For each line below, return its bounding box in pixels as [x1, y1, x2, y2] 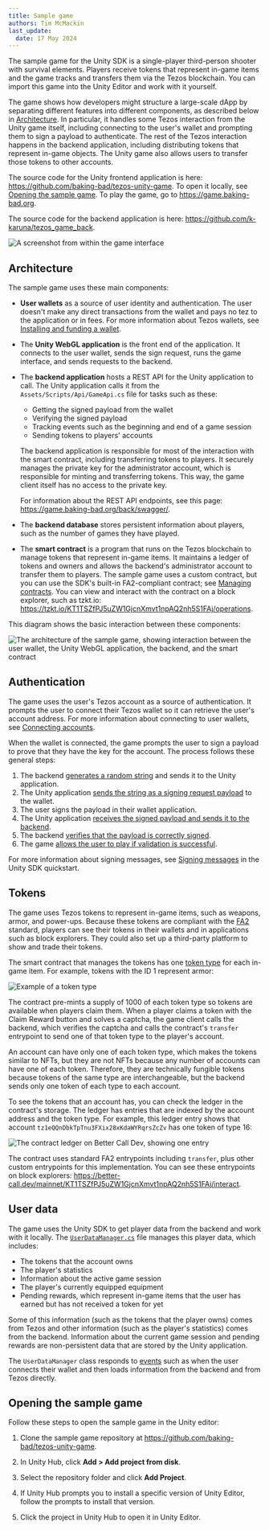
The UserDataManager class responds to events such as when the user [8, 1356, 239, 1365]
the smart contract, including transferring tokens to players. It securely [19, 455, 255, 465]
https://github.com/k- [185, 214, 257, 224]
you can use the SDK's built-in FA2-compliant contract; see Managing [19, 578, 251, 588]
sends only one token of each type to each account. [8, 1081, 181, 1090]
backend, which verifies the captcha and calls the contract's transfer [8, 1023, 239, 1032]
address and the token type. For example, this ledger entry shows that [8, 1114, 241, 1123]
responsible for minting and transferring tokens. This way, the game [19, 472, 245, 482]
